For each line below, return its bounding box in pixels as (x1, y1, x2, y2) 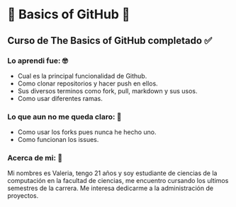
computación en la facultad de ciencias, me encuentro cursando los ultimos (7, 177, 229, 185)
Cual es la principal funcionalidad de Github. (17, 71, 147, 80)
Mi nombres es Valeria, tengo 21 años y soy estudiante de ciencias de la (7, 169, 218, 177)
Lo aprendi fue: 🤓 (7, 56, 69, 66)
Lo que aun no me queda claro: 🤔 (7, 112, 122, 122)
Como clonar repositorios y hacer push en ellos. (17, 79, 158, 88)
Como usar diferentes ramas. (17, 94, 103, 102)
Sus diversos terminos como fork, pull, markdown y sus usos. (17, 86, 198, 95)
